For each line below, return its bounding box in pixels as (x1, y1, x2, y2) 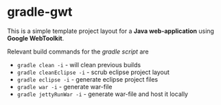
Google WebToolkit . (7, 34, 65, 42)
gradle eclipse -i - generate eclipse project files (16, 75, 159, 83)
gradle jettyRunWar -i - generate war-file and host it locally (16, 90, 189, 98)
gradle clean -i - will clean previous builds (16, 60, 141, 69)
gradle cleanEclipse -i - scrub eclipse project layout (16, 68, 170, 76)
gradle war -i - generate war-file (16, 82, 113, 91)
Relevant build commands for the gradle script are (7, 47, 149, 56)
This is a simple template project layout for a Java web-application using (7, 27, 215, 35)
